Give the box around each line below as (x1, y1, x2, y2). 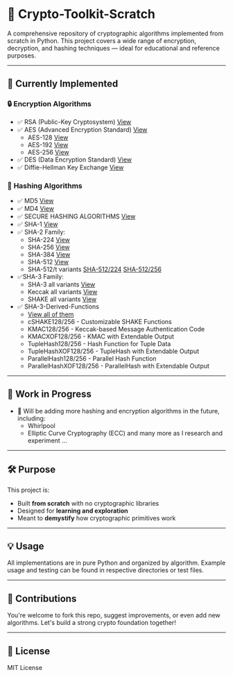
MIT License (7, 663, 43, 671)
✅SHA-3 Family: (17, 272, 64, 280)
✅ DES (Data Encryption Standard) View (17, 155, 132, 164)
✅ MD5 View (17, 196, 54, 205)
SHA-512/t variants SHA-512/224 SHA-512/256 (27, 265, 162, 273)
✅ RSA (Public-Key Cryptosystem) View (17, 117, 132, 126)
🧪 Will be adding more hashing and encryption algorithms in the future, (17, 406, 220, 415)
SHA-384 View (27, 250, 71, 259)
